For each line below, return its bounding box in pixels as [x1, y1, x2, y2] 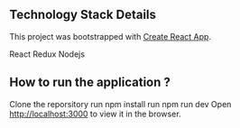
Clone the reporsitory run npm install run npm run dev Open [9, 98, 232, 109]
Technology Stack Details [9, 7, 156, 23]
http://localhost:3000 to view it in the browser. [9, 108, 182, 119]
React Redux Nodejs [9, 49, 86, 59]
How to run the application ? [9, 75, 171, 90]
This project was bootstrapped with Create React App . [9, 31, 212, 41]
